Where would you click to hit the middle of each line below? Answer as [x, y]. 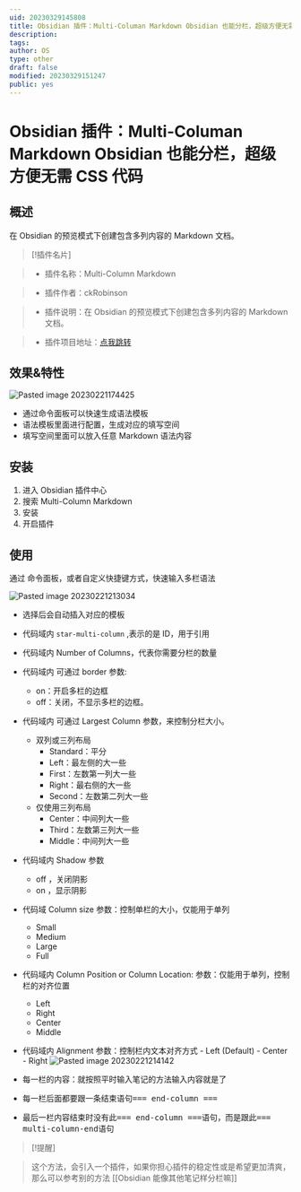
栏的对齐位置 [46, 986]
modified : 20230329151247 [57, 76]
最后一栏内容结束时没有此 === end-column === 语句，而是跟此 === [146, 1118]
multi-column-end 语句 [68, 1129]
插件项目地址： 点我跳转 [88, 342]
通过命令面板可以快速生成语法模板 [85, 413]
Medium [51, 937]
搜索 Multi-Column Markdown [77, 501]
